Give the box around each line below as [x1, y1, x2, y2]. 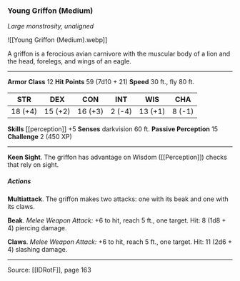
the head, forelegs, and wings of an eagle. [7, 57, 132, 66]
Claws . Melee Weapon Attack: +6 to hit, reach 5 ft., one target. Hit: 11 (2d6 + [7, 237, 232, 246]
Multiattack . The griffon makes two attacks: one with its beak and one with [7, 195, 229, 203]
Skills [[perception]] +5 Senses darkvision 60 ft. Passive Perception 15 [7, 125, 219, 133]
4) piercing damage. [7, 224, 67, 233]
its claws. [7, 203, 36, 211]
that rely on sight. [7, 160, 59, 169]
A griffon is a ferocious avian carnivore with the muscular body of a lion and [7, 49, 231, 58]
